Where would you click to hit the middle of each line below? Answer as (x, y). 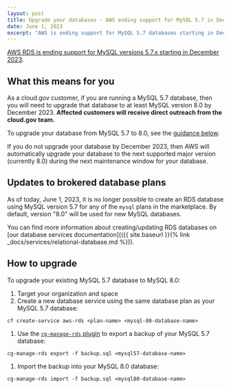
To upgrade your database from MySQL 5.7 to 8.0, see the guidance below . (113, 133)
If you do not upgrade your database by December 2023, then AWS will (108, 147)
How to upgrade (42, 263)
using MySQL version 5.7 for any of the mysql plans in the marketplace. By (112, 207)
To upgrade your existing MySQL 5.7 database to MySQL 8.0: (94, 280)
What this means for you (61, 81)
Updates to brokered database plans (87, 183)
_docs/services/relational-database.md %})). (71, 242)
